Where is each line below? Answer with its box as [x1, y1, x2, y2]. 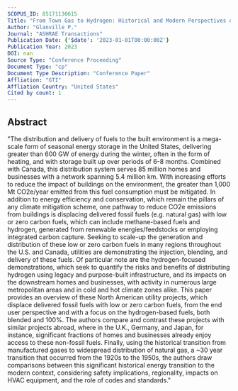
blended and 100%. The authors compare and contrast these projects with [7, 315, 225, 324]
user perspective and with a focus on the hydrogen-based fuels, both [7, 308, 210, 316]
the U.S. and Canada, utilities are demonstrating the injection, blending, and [7, 248, 228, 256]
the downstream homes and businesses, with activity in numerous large [7, 277, 217, 286]
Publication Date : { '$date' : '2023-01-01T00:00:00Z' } [7, 37, 170, 44]
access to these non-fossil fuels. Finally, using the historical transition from [7, 338, 227, 346]
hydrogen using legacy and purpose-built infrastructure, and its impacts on [7, 270, 227, 279]
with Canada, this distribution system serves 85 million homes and [7, 165, 201, 173]
